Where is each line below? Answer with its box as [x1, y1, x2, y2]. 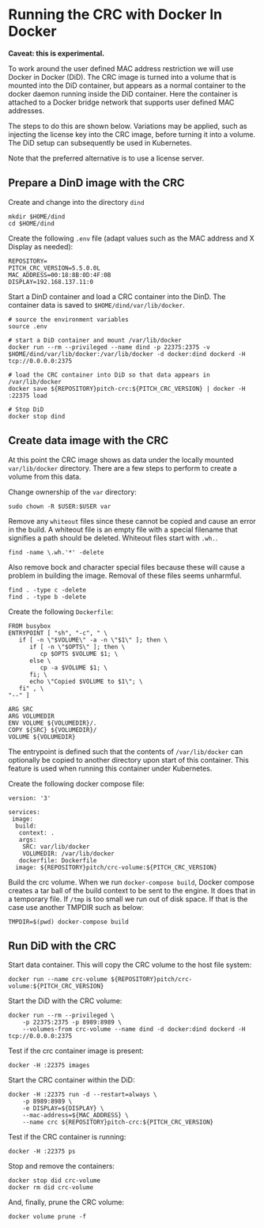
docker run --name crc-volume [8, 976, 108, 984]
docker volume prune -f [8, 1213, 87, 1221]
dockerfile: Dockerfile [18, 856, 97, 864]
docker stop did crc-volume [8, 1177, 101, 1184]
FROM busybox [8, 622, 51, 630]
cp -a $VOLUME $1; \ [40, 663, 108, 672]
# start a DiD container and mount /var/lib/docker [8, 336, 182, 344]
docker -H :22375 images [8, 1062, 90, 1070]
